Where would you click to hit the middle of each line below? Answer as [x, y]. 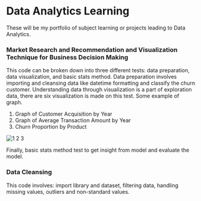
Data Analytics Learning [68, 11]
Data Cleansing [29, 172]
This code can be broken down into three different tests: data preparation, [98, 70]
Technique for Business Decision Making [67, 57]
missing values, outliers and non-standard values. [68, 191]
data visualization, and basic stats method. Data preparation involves [91, 77]
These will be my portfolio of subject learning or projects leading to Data [96, 28]
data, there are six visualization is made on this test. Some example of [93, 96]
